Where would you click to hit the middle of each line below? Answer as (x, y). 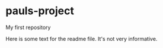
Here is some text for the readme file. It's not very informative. (81, 39)
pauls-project (40, 11)
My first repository (28, 27)
